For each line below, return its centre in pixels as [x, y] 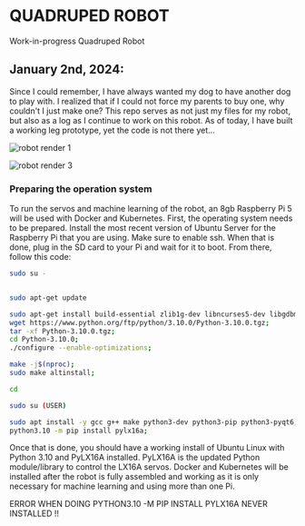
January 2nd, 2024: [67, 69]
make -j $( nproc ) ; [42, 364]
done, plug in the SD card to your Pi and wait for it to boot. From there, [141, 247]
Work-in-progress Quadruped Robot [77, 41]
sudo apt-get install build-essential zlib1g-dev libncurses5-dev [138, 314]
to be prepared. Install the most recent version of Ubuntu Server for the [143, 228]
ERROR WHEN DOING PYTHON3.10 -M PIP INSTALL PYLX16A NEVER [138, 504]
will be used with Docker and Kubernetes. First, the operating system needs [151, 218]
